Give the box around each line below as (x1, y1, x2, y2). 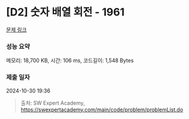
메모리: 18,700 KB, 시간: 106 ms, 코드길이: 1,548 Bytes (6, 57, 134, 64)
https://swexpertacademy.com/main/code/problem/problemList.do (20, 106, 184, 113)
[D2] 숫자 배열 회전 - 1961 (6, 5, 125, 19)
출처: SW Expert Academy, (20, 99, 85, 107)
